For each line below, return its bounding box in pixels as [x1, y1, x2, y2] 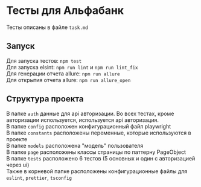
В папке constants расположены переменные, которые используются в [6, 129, 191, 136]
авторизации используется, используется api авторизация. [6, 116, 159, 124]
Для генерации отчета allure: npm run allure [6, 70, 120, 77]
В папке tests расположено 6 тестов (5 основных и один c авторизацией [6, 154, 196, 162]
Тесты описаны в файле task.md [6, 24, 89, 31]
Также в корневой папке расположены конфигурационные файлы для [6, 167, 188, 175]
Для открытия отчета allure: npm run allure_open [6, 76, 131, 83]
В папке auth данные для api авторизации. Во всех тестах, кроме [6, 110, 174, 117]
